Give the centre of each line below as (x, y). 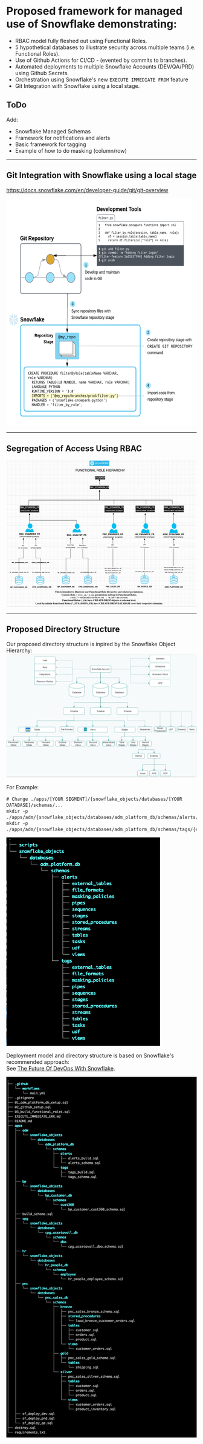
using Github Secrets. (42, 73)
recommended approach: (38, 1061)
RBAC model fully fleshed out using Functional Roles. (81, 41)
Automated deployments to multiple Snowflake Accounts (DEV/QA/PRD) (105, 66)
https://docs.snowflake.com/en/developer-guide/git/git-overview (87, 190)
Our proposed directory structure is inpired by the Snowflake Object (91, 644)
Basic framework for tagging (50, 144)
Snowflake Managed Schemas (53, 131)
